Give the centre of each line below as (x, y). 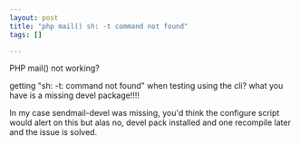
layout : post (34, 18)
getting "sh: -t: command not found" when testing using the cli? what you (146, 86)
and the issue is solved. (53, 132)
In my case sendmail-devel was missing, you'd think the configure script (145, 113)
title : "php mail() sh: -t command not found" (99, 26)
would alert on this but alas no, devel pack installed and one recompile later (150, 122)
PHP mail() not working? (54, 68)
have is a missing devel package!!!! (75, 95)
